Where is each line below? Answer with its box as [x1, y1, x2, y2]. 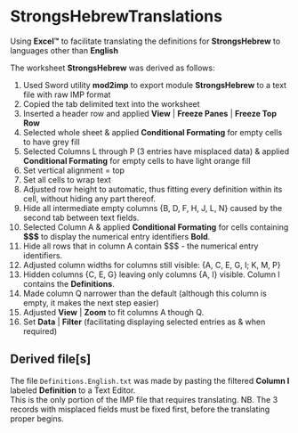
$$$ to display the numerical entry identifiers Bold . [22, 231, 211, 241]
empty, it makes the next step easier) [22, 297, 159, 308]
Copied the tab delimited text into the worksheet [22, 98, 200, 109]
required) [22, 325, 58, 336]
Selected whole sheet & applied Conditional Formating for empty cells [22, 127, 283, 137]
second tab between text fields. [22, 212, 140, 223]
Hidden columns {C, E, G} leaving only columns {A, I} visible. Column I [22, 269, 281, 280]
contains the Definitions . [22, 278, 115, 289]
